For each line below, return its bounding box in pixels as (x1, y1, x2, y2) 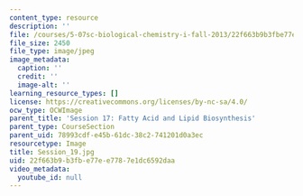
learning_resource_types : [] (9, 89, 119, 98)
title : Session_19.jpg (9, 147, 95, 156)
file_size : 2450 (9, 38, 70, 48)
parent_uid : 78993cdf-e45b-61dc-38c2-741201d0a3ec (9, 131, 204, 140)
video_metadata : (9, 164, 70, 173)
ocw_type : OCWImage (9, 106, 83, 115)
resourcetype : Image (9, 139, 87, 148)
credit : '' (17, 72, 59, 81)
